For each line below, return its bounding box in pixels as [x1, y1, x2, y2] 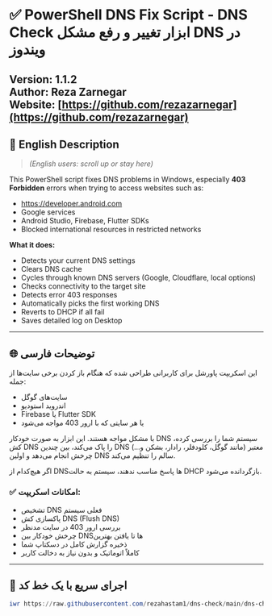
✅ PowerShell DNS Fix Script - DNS [9, 6, 249, 24]
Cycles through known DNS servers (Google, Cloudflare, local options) [20, 273, 257, 283]
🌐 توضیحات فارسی [9, 347, 95, 360]
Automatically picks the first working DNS [20, 298, 160, 308]
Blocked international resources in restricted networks [20, 224, 202, 235]
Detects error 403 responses [20, 290, 118, 300]
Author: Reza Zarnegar [9, 85, 128, 98]
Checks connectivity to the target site [20, 281, 146, 291]
